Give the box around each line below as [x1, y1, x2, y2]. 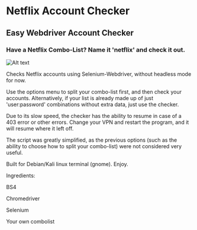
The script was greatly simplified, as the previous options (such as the [6, 136, 177, 143]
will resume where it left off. [6, 124, 74, 132]
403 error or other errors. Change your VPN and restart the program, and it [6, 119, 189, 126]
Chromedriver [6, 194, 40, 202]
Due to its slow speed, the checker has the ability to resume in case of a [6, 112, 182, 119]
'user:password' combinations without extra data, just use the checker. [6, 101, 179, 108]
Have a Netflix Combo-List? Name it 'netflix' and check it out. [6, 46, 185, 54]
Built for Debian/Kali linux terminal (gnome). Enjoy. [6, 160, 128, 167]
